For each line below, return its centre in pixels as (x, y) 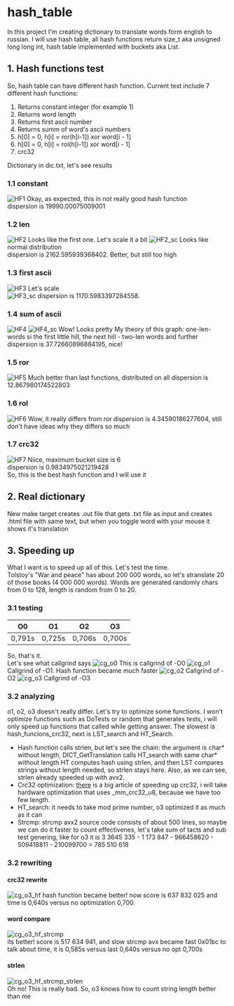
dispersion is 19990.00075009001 (56, 206)
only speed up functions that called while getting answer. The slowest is (111, 727)
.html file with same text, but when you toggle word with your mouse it (109, 521)
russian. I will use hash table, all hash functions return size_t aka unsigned (114, 39)
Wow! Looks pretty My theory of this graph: (121, 329)
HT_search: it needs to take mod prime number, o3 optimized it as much (121, 807)
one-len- (198, 329)
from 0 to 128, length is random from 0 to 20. (72, 590)
